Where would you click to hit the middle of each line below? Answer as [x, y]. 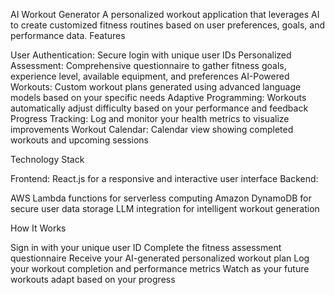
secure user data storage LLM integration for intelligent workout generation [165, 208]
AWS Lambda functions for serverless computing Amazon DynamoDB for [161, 198]
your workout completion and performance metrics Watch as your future [160, 268]
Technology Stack [47, 159]
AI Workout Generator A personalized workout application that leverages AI [165, 14]
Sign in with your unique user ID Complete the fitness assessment [146, 247]
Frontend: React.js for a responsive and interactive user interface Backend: [164, 178]
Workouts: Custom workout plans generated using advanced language [156, 87]
